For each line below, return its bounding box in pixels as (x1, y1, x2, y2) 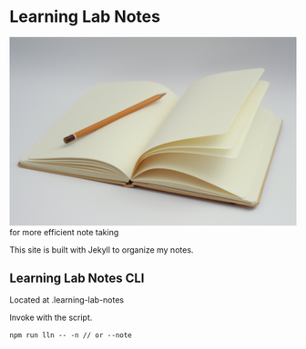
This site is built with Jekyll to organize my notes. (9, 244, 194, 255)
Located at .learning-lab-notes (9, 294, 125, 305)
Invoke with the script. (9, 312, 93, 324)
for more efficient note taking (9, 226, 119, 237)
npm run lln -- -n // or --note (9, 331, 132, 340)
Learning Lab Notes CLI (9, 271, 145, 286)
